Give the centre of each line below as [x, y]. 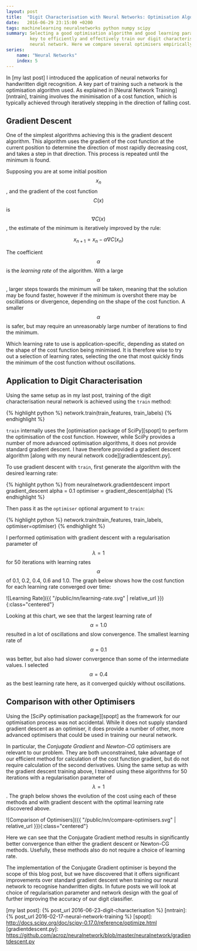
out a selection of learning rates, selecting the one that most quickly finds [95, 356]
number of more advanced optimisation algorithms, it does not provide [91, 443]
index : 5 [27, 61]
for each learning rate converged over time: [59, 586]
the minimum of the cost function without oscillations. [71, 362]
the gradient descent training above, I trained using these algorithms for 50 [97, 771]
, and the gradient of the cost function [52, 191]
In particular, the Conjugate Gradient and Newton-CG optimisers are [89, 746]
